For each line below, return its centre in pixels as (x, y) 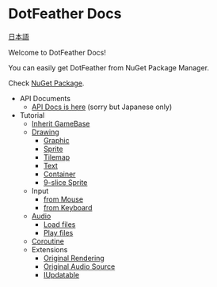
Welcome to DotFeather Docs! (57, 52)
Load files (59, 224)
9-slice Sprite (65, 182)
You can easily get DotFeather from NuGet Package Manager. (109, 67)
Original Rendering (74, 258)
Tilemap (57, 157)
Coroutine (48, 241)
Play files (58, 232)
